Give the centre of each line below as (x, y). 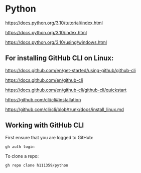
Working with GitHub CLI (45, 125)
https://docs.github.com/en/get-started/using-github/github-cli (70, 70)
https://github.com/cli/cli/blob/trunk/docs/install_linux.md (65, 109)
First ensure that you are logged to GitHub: (49, 137)
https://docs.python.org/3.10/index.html (46, 32)
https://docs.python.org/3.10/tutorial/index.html (54, 23)
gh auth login (20, 147)
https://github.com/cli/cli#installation (43, 99)
